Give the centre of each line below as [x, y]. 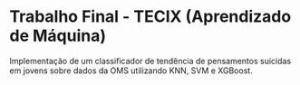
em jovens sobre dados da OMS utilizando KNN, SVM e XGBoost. [131, 71]
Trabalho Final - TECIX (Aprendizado [150, 17]
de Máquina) [58, 36]
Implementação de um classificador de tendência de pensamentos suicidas [150, 61]
